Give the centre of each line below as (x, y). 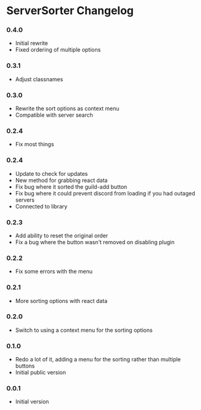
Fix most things (35, 144)
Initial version (32, 402)
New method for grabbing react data (61, 180)
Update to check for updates (51, 173)
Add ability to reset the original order (62, 235)
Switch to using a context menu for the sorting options (84, 330)
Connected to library (41, 206)
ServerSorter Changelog (70, 11)
